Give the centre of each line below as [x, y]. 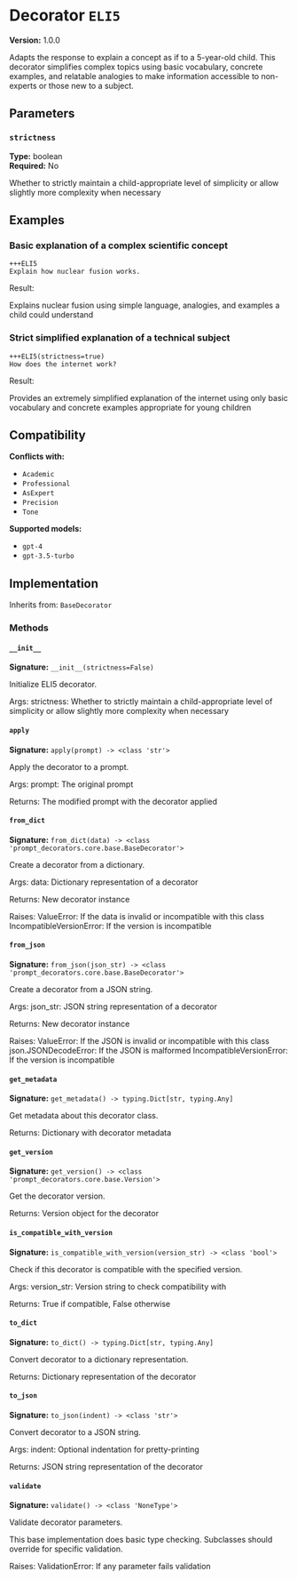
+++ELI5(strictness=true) [57, 357]
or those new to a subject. [86, 85]
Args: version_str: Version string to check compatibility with [118, 1287]
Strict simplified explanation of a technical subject [120, 338]
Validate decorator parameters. [66, 1522]
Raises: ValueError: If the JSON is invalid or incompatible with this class [140, 1040]
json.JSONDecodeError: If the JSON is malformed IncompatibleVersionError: [148, 1050]
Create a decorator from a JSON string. [81, 989]
